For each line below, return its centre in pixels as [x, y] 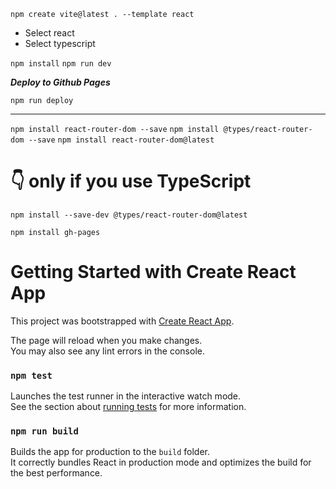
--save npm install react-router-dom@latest [121, 140]
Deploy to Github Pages [60, 82]
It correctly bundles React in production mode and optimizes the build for [161, 462]
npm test [31, 375]
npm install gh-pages [55, 232]
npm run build [44, 431]
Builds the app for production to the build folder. [110, 452]
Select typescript [60, 43]
